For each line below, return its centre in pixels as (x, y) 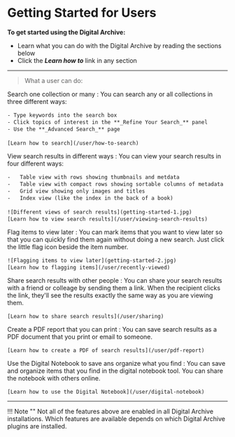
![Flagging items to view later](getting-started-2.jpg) (92, 260)
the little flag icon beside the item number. (68, 246)
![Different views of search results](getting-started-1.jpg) (100, 212)
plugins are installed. (37, 426)
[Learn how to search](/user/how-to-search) (73, 143)
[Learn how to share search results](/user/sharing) (86, 316)
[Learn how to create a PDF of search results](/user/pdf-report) (106, 350)
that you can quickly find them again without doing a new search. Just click (116, 239)
